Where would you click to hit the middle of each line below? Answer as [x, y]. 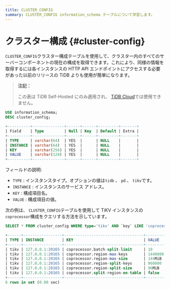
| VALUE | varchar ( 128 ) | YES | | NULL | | [72, 155]
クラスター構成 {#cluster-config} [75, 41]
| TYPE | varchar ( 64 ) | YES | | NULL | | [72, 140]
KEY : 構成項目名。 [31, 193]
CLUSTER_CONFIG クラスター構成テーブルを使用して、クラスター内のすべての [83, 56]
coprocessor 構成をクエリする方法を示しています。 [57, 217]
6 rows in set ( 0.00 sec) [32, 282]
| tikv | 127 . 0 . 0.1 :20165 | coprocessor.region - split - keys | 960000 [83, 264]
